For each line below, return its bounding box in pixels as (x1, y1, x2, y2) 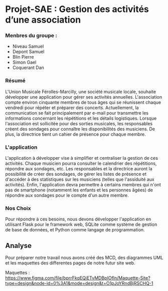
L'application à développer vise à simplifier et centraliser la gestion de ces (5, 155, 158, 161)
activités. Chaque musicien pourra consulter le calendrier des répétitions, (5, 160, 157, 166)
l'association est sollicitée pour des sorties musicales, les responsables (5, 120, 153, 126)
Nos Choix (5, 205, 31, 211)
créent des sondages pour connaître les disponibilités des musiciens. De (5, 126, 155, 132)
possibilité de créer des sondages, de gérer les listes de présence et (5, 171, 147, 177)
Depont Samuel (12, 49, 45, 55)
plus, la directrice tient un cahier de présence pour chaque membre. (5, 131, 146, 137)
